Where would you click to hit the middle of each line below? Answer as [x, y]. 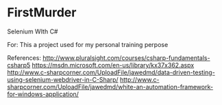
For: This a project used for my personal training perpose [88, 44]
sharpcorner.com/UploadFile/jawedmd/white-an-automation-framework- [110, 87]
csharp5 [19, 65]
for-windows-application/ [43, 94]
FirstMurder [42, 13]
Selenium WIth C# [33, 31]
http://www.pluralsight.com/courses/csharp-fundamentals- [126, 58]
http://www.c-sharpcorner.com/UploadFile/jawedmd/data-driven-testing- [111, 72]
